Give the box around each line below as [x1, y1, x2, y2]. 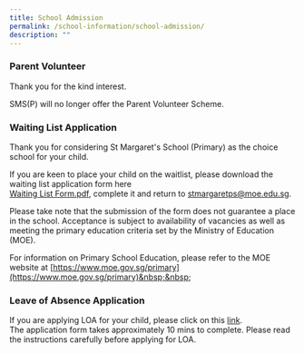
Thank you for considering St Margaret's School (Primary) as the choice [9, 142, 279, 152]
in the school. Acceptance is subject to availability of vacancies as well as [9, 215, 286, 226]
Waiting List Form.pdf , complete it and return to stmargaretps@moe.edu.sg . [9, 188, 292, 199]
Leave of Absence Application [9, 294, 145, 307]
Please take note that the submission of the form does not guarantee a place [9, 205, 296, 216]
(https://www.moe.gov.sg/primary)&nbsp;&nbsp [9, 271, 189, 282]
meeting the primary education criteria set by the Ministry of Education [9, 224, 275, 236]
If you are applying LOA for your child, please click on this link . [9, 315, 243, 326]
